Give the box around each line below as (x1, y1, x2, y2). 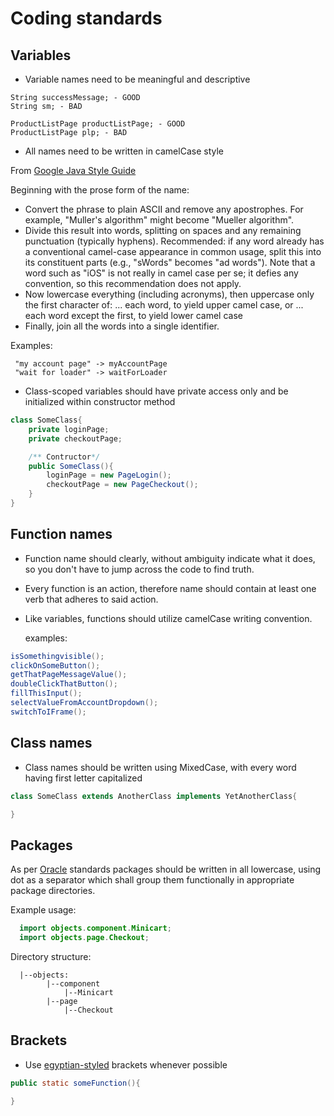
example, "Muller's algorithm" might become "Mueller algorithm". (24, 214, 295, 226)
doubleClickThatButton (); (10, 679, 118, 689)
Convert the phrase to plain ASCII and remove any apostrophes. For (24, 203, 304, 215)
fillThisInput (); (10, 688, 83, 699)
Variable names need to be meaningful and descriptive (24, 73, 251, 85)
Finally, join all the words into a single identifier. (24, 320, 220, 332)
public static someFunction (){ (10, 1078, 141, 1088)
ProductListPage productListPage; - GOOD (10, 119, 186, 129)
